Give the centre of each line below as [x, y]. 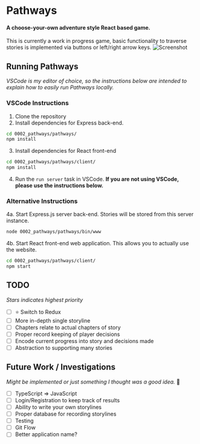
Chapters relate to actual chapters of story [68, 327]
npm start [19, 266]
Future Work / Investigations [61, 367]
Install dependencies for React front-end [66, 151]
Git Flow [25, 428]
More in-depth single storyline [53, 320]
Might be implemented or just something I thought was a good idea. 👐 [93, 382]
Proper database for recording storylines [66, 414]
